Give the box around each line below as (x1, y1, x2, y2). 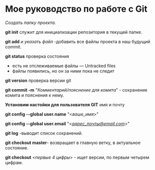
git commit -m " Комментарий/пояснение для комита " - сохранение (5, 87, 148, 93)
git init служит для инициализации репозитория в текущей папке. (5, 29, 143, 35)
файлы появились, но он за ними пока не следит (12, 68, 114, 74)
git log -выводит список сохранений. (5, 130, 83, 136)
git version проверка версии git (5, 77, 72, 83)
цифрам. (5, 159, 23, 165)
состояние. (5, 145, 28, 150)
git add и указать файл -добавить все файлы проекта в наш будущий (5, 38, 151, 45)
